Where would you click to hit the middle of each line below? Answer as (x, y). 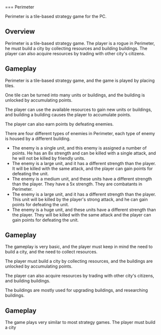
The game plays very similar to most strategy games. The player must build (80, 322)
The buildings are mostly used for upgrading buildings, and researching (76, 290)
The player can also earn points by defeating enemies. (59, 124)
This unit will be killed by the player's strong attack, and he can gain (80, 199)
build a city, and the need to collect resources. (51, 252)
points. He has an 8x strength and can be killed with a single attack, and (84, 153)
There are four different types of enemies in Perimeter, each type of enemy (80, 133)
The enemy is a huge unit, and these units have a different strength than (84, 210)
